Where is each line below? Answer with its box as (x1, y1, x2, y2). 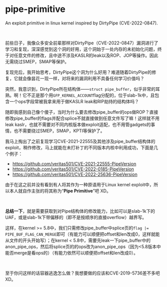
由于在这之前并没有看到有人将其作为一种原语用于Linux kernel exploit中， (5, 181, 154, 187)
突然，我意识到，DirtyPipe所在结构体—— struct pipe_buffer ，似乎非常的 (5, 86, 156, 92)
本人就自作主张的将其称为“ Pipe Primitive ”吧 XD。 (9, 188, 111, 194)
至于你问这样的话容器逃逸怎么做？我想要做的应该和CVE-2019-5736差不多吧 (5, 270, 160, 276)
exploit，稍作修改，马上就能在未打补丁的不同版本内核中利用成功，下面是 (5, 144, 154, 150)
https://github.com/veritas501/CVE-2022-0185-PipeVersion (12, 166, 134, 172)
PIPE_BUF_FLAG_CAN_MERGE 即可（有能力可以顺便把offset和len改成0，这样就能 (5, 231, 160, 237)
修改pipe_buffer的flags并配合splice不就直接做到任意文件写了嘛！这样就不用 (5, 115, 160, 121)
